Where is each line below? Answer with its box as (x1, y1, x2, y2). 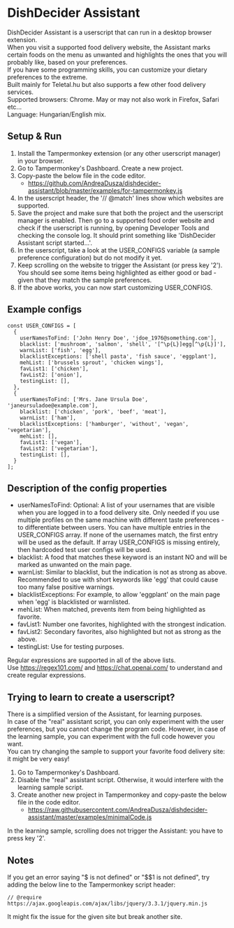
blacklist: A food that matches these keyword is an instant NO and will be (17, 553, 228, 562)
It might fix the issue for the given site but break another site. (7, 913, 183, 920)
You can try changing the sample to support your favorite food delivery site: (7, 747, 226, 755)
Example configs (7, 304, 82, 316)
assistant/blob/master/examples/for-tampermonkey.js (27, 186, 183, 194)
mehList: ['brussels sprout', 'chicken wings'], (20, 359, 164, 366)
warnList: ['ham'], (20, 414, 77, 422)
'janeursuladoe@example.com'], (7, 402, 98, 409)
